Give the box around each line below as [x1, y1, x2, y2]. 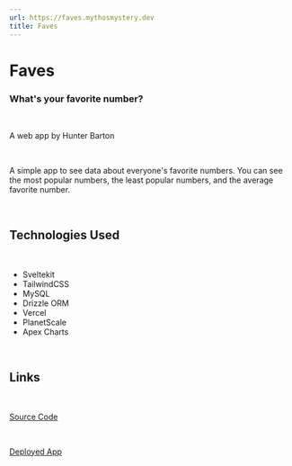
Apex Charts [22, 326, 69, 337]
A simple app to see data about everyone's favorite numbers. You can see [9, 165, 283, 175]
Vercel [22, 307, 47, 318]
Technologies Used [9, 228, 119, 243]
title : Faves [9, 22, 58, 31]
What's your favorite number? [9, 92, 144, 104]
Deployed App [9, 446, 63, 457]
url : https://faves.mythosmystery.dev [9, 13, 155, 22]
